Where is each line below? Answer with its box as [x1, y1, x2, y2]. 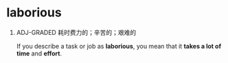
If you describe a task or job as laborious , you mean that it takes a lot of [16, 42, 221, 50]
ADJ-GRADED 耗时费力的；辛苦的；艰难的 [16, 28, 137, 36]
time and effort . [16, 49, 62, 58]
